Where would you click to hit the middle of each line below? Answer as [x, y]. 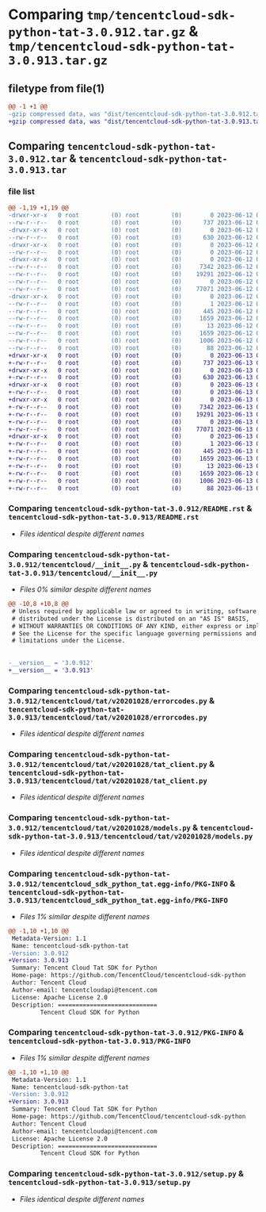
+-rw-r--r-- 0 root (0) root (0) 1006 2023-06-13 [131, 481]
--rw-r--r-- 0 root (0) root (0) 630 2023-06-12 [131, 237]
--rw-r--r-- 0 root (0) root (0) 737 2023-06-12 [131, 223]
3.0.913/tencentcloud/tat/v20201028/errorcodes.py [108, 717]
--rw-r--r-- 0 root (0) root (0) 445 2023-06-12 [131, 311]
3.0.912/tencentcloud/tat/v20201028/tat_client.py [108, 764]
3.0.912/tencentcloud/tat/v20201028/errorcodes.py [108, 701]
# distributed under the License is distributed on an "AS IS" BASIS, [130, 619]
